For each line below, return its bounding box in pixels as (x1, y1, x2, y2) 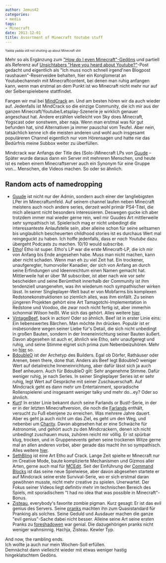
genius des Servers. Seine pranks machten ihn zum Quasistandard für (12, 505, 156, 511)
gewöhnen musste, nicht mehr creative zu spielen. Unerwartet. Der (12, 479, 150, 485)
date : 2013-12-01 (5, 30, 41, 35)
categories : (5, 12, 30, 17)
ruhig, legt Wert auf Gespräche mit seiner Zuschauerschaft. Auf (12, 378, 142, 384)
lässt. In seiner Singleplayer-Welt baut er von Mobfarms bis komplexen (12, 288, 157, 294)
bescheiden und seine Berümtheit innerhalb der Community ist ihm (12, 278, 149, 284)
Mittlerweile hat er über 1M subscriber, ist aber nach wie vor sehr (12, 272, 145, 279)
